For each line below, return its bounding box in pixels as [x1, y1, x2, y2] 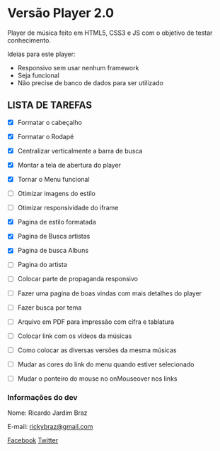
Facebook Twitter [7, 436, 59, 445]
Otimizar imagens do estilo [17, 190, 95, 198]
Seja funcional [17, 71, 60, 80]
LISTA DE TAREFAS [7, 99, 92, 112]
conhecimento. [7, 36, 52, 44]
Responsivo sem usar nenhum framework [17, 63, 139, 72]
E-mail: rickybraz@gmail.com [7, 423, 93, 431]
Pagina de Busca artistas [17, 232, 91, 241]
